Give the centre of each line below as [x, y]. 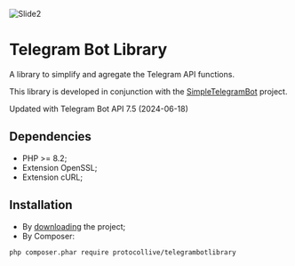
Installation [41, 205]
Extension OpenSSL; [60, 167]
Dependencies [50, 137]
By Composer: [48, 236]
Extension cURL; [52, 177]
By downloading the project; [74, 226]
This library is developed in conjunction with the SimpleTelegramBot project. [148, 91]
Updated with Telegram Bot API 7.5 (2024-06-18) [99, 109]
